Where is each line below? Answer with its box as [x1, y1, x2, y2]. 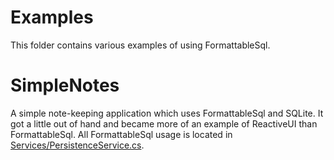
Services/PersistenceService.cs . [10, 139, 145, 151]
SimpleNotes [10, 74, 120, 97]
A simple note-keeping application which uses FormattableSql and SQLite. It [10, 107, 324, 119]
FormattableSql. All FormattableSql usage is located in [10, 128, 233, 140]
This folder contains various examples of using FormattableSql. [10, 39, 271, 51]
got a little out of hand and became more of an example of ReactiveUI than [10, 117, 318, 130]
